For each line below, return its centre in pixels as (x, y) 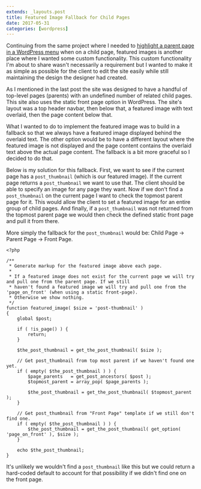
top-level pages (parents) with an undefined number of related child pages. (99, 96)
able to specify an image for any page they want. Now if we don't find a (94, 189)
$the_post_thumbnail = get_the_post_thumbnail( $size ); (90, 350)
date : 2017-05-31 (28, 23)
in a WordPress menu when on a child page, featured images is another (94, 52)
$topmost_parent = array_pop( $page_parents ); (88, 382)
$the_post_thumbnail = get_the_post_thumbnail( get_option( (104, 429)
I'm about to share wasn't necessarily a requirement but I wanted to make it (99, 65)
